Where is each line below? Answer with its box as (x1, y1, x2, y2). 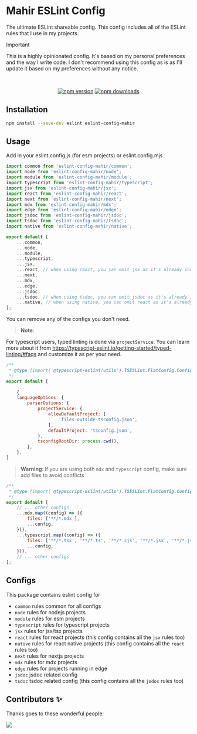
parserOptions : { (27, 400, 69, 406)
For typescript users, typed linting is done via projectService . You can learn (6, 339, 190, 346)
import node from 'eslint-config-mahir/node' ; (6, 169, 122, 175)
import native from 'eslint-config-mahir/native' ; (6, 224, 133, 229)
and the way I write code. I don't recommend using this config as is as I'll (6, 59, 182, 66)
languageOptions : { (16, 395, 64, 401)
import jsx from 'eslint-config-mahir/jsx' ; (6, 185, 117, 191)
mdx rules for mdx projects (14, 658, 77, 665)
